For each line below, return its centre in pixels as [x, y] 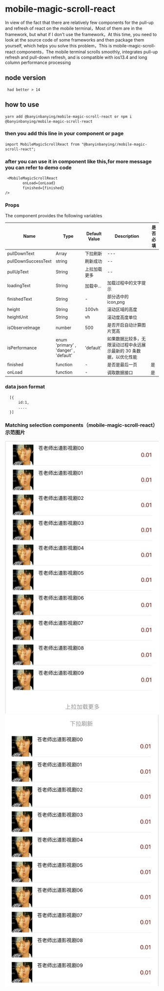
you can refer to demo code [38, 167]
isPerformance [22, 348]
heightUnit [18, 317]
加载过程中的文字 [124, 283]
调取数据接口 [120, 372]
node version [26, 78]
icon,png [116, 302]
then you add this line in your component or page [64, 134]
